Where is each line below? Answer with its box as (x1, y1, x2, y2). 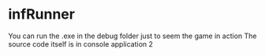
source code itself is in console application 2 (8, 39, 154, 48)
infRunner (8, 5, 75, 23)
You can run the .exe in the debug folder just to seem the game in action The (8, 31, 257, 40)
